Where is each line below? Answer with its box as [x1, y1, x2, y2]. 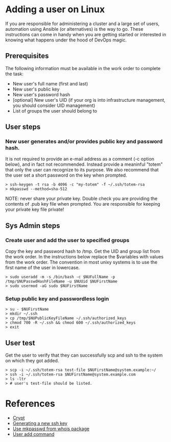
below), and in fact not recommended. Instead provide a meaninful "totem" [5, 161, 163, 167]
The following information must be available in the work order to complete [5, 65, 161, 71]
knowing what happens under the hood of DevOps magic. [5, 37, 127, 43]
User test [5, 339, 35, 347]
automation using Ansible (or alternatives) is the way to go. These [5, 26, 144, 32]
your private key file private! [5, 206, 64, 213]
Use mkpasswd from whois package [12, 426, 90, 432]
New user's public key [12, 86, 60, 92]
